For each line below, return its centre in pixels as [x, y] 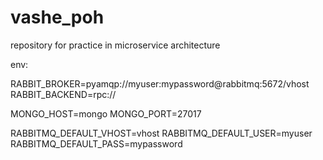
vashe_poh [57, 17]
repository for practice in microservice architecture [115, 45]
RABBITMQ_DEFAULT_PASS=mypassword [96, 143]
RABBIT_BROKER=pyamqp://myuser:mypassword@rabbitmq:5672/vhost [160, 83]
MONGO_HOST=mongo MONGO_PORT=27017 [106, 113]
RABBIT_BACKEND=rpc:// [63, 94]
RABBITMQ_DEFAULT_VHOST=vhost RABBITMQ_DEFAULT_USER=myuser [161, 133]
